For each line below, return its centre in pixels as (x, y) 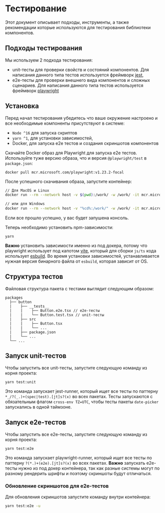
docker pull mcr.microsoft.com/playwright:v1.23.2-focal (65, 172)
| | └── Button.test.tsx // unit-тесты (57, 315)
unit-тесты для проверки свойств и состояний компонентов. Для (81, 69)
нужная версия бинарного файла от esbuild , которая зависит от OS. (77, 261)
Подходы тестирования (44, 48)
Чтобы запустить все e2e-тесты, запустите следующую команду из (76, 434)
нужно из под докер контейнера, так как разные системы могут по (89, 468)
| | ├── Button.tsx (36, 323)
